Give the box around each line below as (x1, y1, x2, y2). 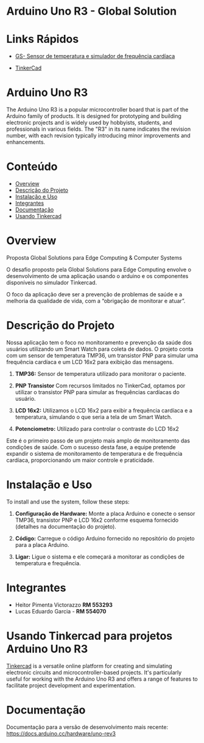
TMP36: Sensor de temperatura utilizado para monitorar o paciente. (15, 370, 186, 377)
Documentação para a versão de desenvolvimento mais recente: (6, 723, 169, 731)
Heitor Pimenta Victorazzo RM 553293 (15, 601, 113, 609)
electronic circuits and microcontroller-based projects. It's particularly (6, 668, 182, 676)
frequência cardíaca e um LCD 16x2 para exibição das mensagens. (6, 358, 174, 365)
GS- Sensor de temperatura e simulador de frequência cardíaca (15, 53, 175, 60)
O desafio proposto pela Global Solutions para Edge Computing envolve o (6, 266, 192, 273)
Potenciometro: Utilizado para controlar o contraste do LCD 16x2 (15, 425, 180, 432)
